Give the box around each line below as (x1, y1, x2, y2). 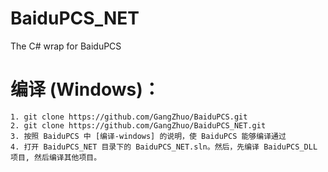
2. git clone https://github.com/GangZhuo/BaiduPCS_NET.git (10, 120, 267, 131)
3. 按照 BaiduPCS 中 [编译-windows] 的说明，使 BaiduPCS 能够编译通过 (10, 131, 287, 141)
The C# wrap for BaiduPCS (10, 40, 122, 52)
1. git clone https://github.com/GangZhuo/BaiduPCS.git (10, 112, 248, 122)
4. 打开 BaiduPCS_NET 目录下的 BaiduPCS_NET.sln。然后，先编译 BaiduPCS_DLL (10, 142, 318, 152)
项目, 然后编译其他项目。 (10, 152, 102, 162)
